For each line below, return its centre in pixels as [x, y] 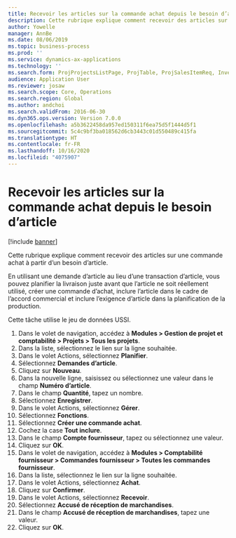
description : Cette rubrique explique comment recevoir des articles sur [118, 20]
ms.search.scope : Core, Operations [60, 92]
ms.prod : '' [25, 53]
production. [25, 306]
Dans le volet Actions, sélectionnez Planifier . [83, 355]
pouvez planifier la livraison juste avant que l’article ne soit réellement [108, 283]
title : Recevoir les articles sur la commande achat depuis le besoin [113, 14]
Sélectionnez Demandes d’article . [68, 363]
